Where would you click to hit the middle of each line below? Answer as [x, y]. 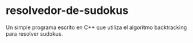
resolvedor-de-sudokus [67, 11]
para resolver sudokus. [34, 33]
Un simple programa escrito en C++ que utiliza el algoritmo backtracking [96, 27]
